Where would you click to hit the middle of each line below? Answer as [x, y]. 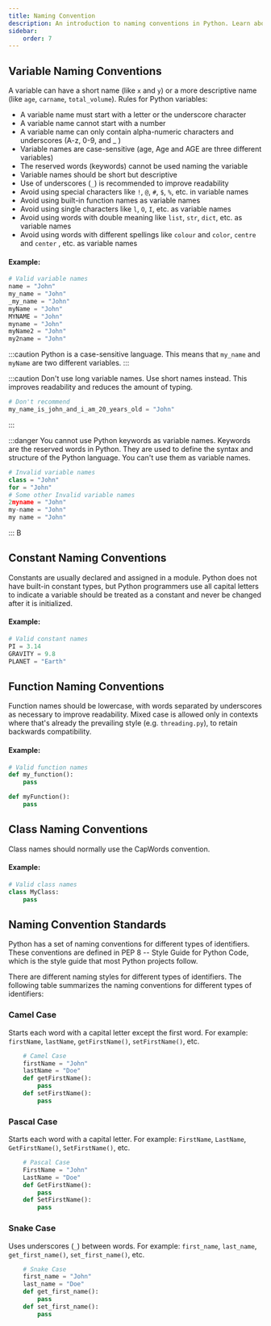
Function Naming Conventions [86, 686]
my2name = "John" [38, 339]
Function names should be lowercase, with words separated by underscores [135, 706]
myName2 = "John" [38, 332]
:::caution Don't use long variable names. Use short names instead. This [128, 379]
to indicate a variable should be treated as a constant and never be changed [135, 595]
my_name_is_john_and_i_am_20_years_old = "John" [92, 410]
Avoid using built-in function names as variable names [110, 201]
